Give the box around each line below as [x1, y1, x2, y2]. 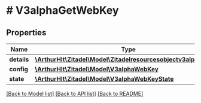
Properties [6, 28, 47, 38]
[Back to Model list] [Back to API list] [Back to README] [6, 90, 144, 97]
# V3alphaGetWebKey [6, 4, 119, 17]
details [9, 55, 29, 63]
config [9, 65, 29, 73]
